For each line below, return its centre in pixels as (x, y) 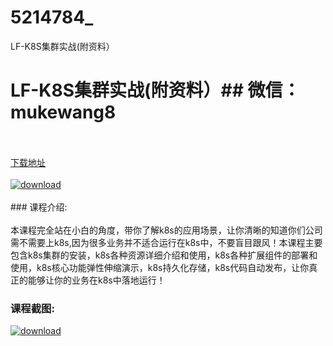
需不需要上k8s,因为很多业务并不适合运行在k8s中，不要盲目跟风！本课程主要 (166, 242)
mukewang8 (63, 112)
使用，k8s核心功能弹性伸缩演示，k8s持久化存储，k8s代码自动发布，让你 (160, 267)
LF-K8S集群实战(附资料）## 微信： (155, 90)
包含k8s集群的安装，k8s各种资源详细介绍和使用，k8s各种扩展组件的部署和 (164, 255)
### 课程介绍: (39, 207)
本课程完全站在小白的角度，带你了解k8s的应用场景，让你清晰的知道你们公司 (166, 230)
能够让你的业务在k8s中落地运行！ (96, 280)
